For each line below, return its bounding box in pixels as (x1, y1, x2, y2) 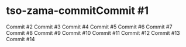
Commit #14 (6, 35, 35, 42)
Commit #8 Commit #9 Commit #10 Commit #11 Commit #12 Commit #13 (6, 29, 180, 36)
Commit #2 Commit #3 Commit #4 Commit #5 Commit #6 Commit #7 (6, 23, 173, 30)
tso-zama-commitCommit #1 (6, 4, 149, 17)
